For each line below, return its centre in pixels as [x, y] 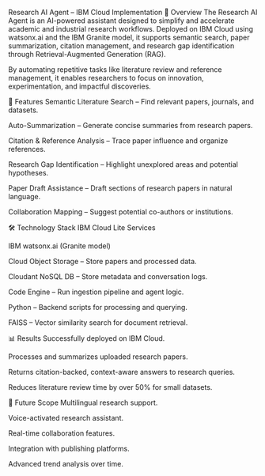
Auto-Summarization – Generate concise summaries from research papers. [131, 125]
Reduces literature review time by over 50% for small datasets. [110, 387]
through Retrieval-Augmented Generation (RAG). [87, 54]
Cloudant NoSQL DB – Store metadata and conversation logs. [108, 276]
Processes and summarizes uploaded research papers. [98, 357]
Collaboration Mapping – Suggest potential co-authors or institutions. [121, 212]
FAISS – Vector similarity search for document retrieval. [98, 323]
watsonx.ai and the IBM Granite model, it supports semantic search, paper [129, 37]
